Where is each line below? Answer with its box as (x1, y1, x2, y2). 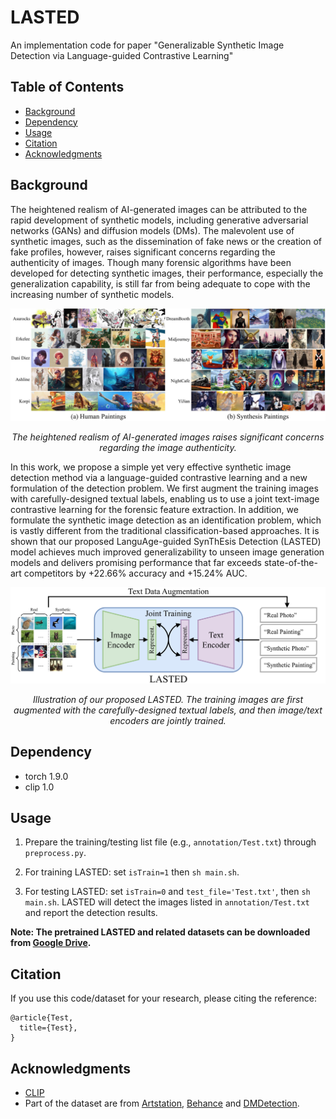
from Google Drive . (10, 937, 92, 949)
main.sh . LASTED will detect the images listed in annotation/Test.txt (24, 896, 310, 908)
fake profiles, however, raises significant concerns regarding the (10, 246, 276, 258)
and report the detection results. (24, 907, 158, 919)
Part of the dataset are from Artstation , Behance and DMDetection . (24, 1097, 300, 1109)
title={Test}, (19, 1023, 78, 1033)
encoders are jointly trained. (109, 714, 227, 726)
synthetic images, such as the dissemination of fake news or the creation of (10, 235, 323, 247)
